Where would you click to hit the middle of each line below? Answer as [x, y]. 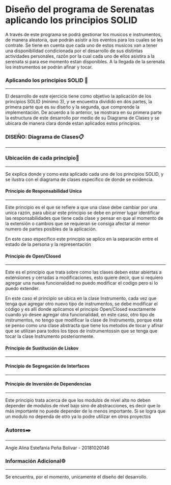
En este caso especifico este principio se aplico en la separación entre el [82, 239]
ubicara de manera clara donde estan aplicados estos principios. [73, 123]
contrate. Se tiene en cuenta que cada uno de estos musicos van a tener [81, 45]
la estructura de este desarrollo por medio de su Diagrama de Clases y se [82, 118]
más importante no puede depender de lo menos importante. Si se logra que [85, 411]
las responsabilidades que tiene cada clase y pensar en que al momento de [84, 218]
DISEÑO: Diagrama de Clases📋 [45, 137]
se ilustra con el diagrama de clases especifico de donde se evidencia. [80, 179]
